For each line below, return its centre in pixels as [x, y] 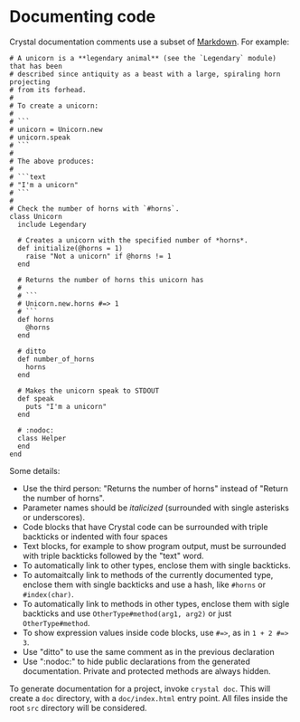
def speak [36, 399]
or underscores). [54, 517]
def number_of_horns [56, 359]
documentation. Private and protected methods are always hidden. [146, 670]
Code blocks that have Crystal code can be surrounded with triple [145, 527]
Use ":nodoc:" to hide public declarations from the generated [136, 661]
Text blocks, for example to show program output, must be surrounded [154, 546]
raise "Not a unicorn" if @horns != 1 [98, 256]
